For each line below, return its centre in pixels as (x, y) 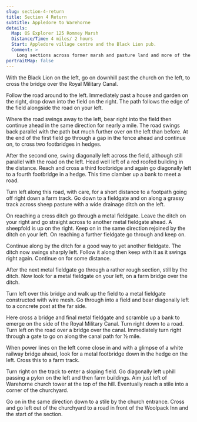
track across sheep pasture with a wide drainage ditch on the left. (86, 204)
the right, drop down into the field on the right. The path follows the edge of (98, 101)
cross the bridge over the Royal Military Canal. (62, 83)
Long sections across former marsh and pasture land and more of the (104, 55)
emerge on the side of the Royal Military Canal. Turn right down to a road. (95, 323)
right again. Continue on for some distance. (59, 258)
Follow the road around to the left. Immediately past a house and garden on (97, 95)
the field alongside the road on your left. (55, 108)
